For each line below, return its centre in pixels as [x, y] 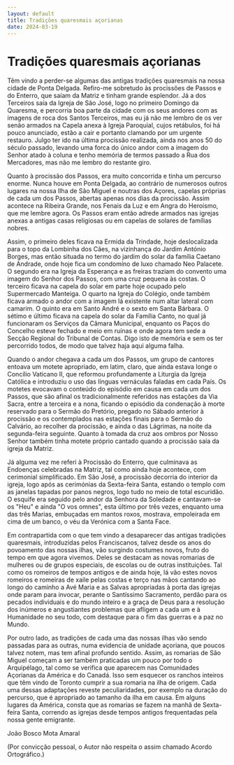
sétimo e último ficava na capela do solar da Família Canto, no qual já [107, 316]
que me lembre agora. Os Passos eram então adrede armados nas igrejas [113, 213]
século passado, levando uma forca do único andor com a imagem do [108, 148]
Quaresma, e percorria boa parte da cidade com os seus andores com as [112, 111]
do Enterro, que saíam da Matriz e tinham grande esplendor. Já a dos [107, 96]
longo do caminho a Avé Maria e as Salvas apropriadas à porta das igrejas [114, 587]
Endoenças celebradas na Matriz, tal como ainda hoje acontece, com [107, 470]
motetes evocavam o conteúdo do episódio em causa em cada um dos [109, 389]
